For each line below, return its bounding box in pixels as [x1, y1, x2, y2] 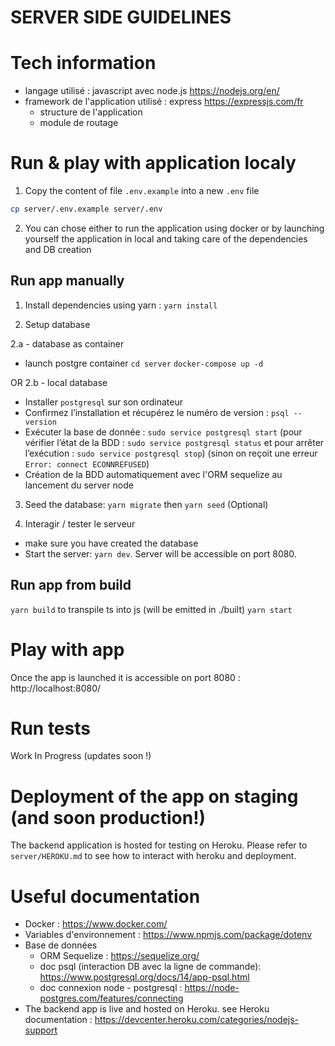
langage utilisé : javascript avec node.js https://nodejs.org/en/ [24, 85, 280, 97]
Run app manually [10, 272, 125, 290]
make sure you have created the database [24, 537, 199, 549]
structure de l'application [39, 106, 143, 118]
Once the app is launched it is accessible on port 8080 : [10, 671, 241, 683]
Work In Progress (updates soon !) [10, 750, 152, 762]
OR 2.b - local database [10, 376, 108, 388]
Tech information [10, 52, 157, 75]
